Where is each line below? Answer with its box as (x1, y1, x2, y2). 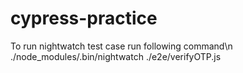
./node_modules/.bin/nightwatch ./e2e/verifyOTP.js (10, 50, 222, 62)
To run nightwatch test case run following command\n (10, 40, 233, 52)
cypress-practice (10, 7, 158, 30)
